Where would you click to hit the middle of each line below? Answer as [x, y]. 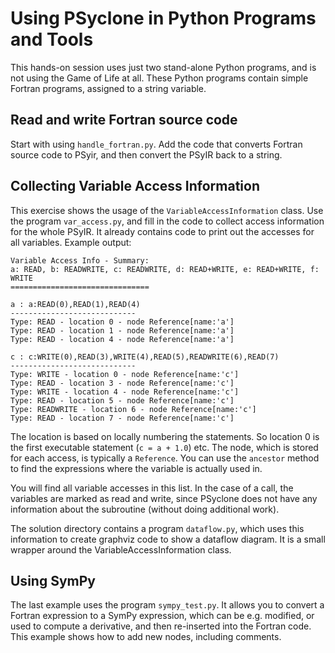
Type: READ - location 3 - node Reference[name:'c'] [122, 383]
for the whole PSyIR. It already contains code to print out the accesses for [162, 231]
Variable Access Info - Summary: [80, 260]
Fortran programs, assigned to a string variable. [108, 88]
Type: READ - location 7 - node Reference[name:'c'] [122, 418]
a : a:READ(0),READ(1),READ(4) [75, 304]
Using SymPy [53, 580]
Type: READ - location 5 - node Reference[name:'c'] [122, 400]
